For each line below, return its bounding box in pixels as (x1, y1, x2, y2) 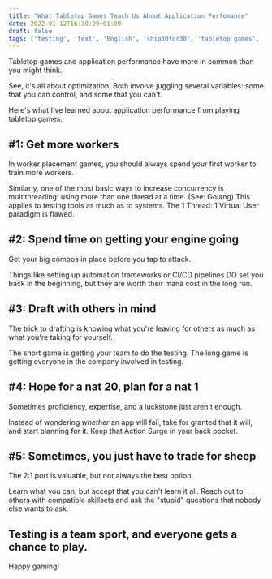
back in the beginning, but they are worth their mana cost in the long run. (8, 278, 253, 288)
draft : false (8, 27, 53, 35)
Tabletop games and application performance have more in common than (8, 57, 254, 66)
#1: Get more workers (8, 137, 119, 151)
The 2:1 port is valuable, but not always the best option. (8, 471, 193, 481)
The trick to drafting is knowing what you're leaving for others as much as (8, 324, 256, 333)
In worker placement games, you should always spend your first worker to (8, 159, 257, 169)
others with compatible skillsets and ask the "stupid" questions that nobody (8, 495, 261, 505)
